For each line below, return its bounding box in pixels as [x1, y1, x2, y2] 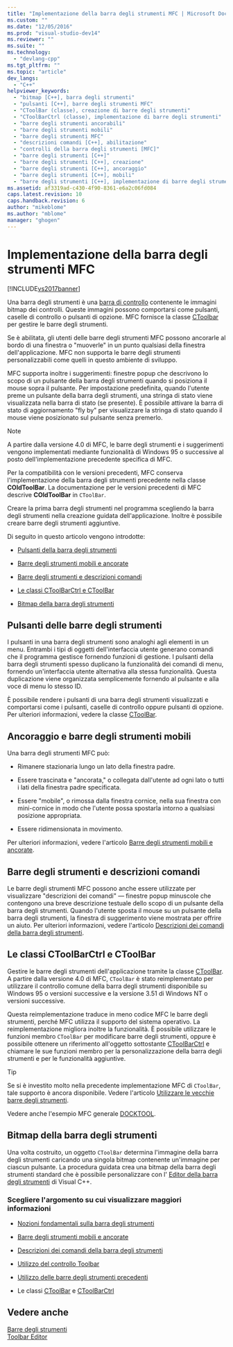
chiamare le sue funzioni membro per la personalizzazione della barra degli [7, 1046, 223, 1055]
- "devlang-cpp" [13, 56, 60, 62]
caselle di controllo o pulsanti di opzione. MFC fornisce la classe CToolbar [7, 312, 219, 321]
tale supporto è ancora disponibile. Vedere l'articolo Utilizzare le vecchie [7, 1088, 215, 1097]
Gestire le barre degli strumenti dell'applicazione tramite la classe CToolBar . [7, 967, 224, 976]
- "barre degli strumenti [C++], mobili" [13, 171, 135, 178]
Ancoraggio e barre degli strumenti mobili [7, 730, 191, 742]
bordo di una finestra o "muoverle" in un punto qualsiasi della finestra [7, 341, 206, 349]
